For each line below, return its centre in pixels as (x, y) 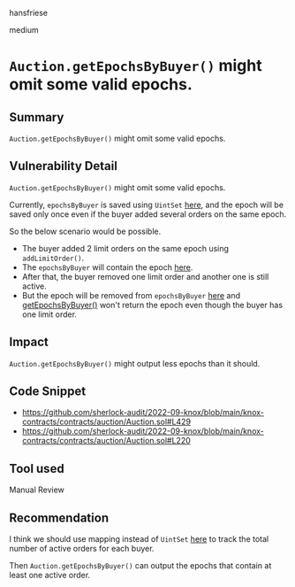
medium (24, 30)
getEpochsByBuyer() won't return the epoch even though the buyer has (152, 305)
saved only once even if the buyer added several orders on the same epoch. (148, 214)
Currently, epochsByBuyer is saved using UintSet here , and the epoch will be (147, 205)
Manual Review (37, 490)
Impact (29, 342)
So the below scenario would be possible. (85, 231)
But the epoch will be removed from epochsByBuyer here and (131, 295)
